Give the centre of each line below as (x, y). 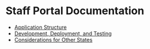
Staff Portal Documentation (75, 11)
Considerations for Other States (53, 40)
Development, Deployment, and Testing (63, 33)
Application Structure (40, 27)
